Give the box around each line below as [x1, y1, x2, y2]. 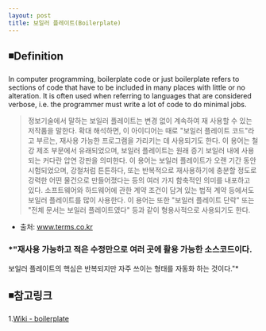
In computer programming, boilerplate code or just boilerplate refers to [8, 75, 240, 84]
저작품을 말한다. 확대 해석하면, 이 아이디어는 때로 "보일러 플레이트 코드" [27, 126, 249, 136]
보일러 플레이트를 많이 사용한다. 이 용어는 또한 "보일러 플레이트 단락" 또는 [27, 195, 255, 205]
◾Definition [8, 49, 64, 63]
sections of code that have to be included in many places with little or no [8, 83, 246, 92]
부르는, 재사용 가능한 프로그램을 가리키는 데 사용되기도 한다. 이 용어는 [36, 136, 250, 145]
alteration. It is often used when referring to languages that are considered [8, 91, 252, 101]
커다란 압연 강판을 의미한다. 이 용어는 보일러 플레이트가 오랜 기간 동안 [42, 156, 256, 165]
